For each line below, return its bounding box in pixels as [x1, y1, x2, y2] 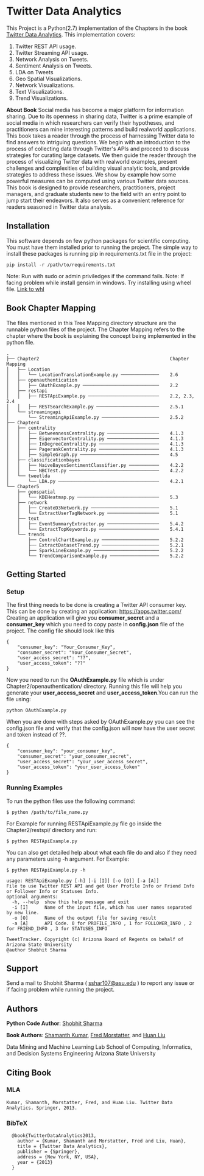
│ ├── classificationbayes [6, 457, 80, 463]
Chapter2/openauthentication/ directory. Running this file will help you [6, 683, 183, 690]
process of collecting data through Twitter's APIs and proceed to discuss [6, 145, 190, 152]
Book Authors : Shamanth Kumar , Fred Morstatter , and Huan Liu [6, 1032, 166, 1039]
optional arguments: [6, 894, 59, 900]
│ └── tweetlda [6, 473, 51, 479]
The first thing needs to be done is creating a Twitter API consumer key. [6, 601, 187, 609]
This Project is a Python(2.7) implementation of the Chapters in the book [6, 24, 188, 32]
